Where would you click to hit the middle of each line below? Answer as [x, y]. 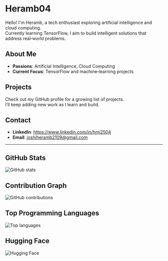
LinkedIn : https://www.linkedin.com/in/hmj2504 [62, 132]
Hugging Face [27, 241]
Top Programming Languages [52, 213]
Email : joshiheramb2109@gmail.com [50, 137]
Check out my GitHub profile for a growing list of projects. [65, 99]
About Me [21, 54]
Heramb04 [28, 9]
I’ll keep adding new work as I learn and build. [52, 104]
